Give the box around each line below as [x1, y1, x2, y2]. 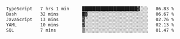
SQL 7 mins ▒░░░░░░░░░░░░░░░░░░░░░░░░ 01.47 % [6, 27, 175, 33]
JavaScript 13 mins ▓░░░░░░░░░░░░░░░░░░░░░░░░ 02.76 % [6, 17, 175, 22]
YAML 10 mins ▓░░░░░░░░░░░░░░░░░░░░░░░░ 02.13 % [6, 22, 175, 28]
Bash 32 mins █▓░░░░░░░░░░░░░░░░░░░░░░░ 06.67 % [6, 11, 175, 17]
